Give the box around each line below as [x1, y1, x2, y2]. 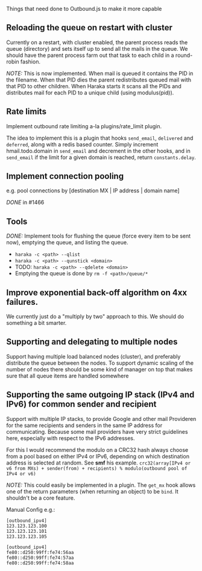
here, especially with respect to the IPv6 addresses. [6, 434, 135, 442]
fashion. [20, 57, 41, 65]
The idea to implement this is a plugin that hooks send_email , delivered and [6, 134, 194, 142]
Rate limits [6, 106, 47, 117]
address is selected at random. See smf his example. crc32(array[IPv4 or [6, 459, 191, 466]
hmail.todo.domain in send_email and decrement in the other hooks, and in [6, 147, 191, 154]
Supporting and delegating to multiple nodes [6, 337, 178, 347]
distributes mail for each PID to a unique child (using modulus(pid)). [6, 89, 174, 96]
